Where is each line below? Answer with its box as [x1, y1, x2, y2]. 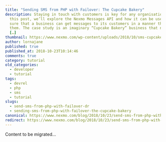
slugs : [5, 99, 19, 104]
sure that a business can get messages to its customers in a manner [9, 21, 156, 26]
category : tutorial [5, 58, 45, 63]
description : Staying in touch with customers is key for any [5, 12, 136, 17]
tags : [5, 76, 16, 81]
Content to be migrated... [5, 131, 56, 137]
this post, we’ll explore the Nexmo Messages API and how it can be [9, 16, 154, 21]
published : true [5, 44, 39, 49]
